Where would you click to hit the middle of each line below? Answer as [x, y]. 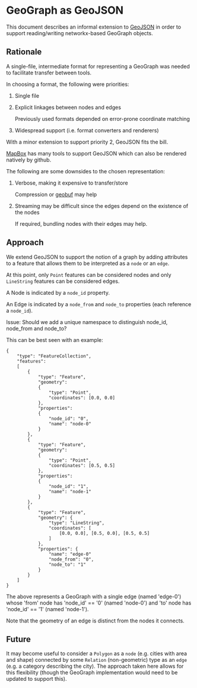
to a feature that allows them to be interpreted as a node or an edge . [88, 263]
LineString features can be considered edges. [63, 281]
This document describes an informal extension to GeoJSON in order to [94, 27]
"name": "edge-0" [70, 554]
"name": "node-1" [70, 491]
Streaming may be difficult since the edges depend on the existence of [101, 206]
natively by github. [29, 160]
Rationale [24, 52]
